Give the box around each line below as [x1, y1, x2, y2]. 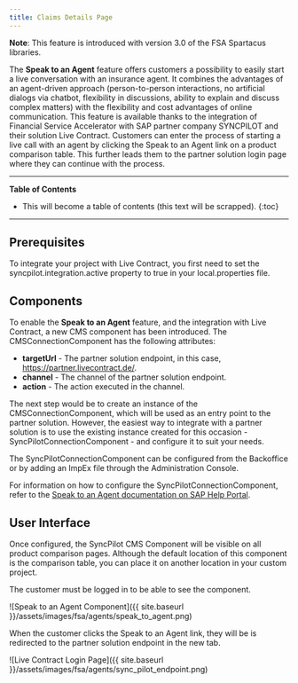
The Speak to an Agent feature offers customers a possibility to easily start [9, 64, 285, 75]
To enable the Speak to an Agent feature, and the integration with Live [9, 317, 267, 328]
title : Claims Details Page [9, 12, 114, 22]
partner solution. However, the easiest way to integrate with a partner [9, 418, 263, 428]
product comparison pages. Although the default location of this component [9, 548, 287, 559]
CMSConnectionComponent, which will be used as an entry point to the [9, 408, 271, 419]
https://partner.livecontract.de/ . [21, 363, 137, 373]
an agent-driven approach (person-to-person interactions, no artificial [9, 82, 266, 93]
